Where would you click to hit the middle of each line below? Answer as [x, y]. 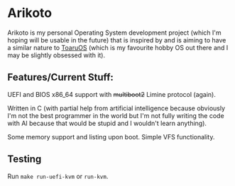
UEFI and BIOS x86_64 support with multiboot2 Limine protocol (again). [112, 94]
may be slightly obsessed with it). [56, 55]
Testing [24, 159]
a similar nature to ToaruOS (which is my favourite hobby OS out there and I [118, 47]
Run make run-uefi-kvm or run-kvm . [58, 176]
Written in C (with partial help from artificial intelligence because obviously [116, 108]
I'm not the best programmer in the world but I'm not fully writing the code [116, 115]
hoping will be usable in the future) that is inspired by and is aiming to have [117, 40]
